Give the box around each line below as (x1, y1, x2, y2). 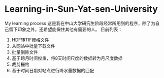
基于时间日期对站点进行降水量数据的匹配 (11, 67, 94, 73)
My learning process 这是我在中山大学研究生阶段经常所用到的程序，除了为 (4, 20, 156, 26)
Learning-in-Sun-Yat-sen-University (4, 3, 158, 15)
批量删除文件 (11, 49, 38, 55)
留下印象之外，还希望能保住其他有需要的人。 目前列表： (8, 26, 123, 32)
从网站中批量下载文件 (11, 43, 55, 49)
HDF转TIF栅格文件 (11, 37, 49, 43)
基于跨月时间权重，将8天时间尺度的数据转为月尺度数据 (11, 55, 123, 61)
